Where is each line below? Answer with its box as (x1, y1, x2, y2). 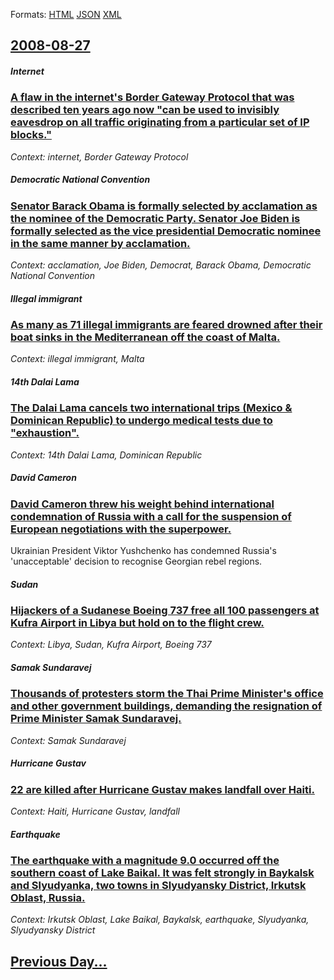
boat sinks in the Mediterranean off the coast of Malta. (10, 330, 281, 344)
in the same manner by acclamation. (10, 236, 191, 250)
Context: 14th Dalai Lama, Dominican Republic (10, 449, 203, 461)
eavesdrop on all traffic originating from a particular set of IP (10, 115, 310, 129)
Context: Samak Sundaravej (10, 734, 127, 746)
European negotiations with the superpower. (10, 522, 232, 536)
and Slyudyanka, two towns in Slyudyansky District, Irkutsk (10, 879, 307, 893)
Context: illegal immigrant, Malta (10, 353, 145, 365)
